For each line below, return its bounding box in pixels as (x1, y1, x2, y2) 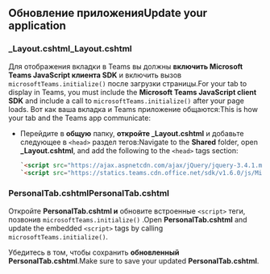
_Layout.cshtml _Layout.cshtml (8, 44, 133, 55)
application (8, 19, 67, 33)
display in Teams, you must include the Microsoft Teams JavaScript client (8, 87, 257, 97)
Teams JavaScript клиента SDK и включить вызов (8, 70, 182, 80)
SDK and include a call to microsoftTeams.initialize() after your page (8, 96, 244, 106)
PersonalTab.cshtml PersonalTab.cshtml (8, 188, 170, 199)
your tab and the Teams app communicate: (8, 113, 152, 122)
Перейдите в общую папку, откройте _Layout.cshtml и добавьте (19, 128, 244, 138)
